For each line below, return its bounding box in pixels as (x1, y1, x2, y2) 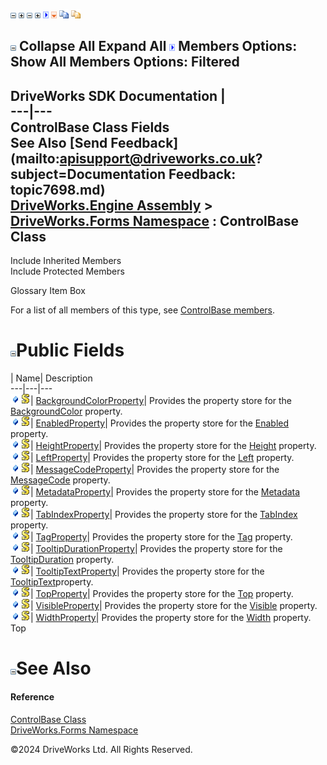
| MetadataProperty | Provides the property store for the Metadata (30, 486, 301, 498)
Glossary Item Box (10, 285, 86, 297)
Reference (10, 690, 55, 703)
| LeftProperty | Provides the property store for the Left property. (30, 452, 295, 464)
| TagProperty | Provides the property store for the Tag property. (30, 531, 293, 543)
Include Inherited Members (10, 255, 122, 267)
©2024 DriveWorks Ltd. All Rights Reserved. (10, 743, 193, 755)
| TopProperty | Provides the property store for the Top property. (30, 588, 294, 600)
